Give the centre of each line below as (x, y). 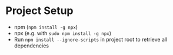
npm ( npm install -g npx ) (46, 27)
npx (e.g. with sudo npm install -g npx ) (63, 33)
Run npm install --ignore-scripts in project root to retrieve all (91, 39)
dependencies (31, 46)
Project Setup (40, 11)
